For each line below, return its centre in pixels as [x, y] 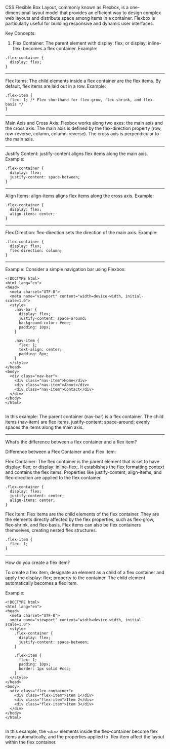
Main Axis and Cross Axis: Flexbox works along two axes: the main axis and [84, 123]
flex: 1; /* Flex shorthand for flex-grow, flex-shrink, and [76, 100]
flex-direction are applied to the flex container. [54, 478]
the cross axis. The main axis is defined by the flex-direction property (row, [83, 128]
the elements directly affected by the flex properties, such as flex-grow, [80, 519]
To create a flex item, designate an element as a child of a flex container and [85, 572]
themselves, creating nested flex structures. [51, 530]
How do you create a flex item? [38, 563]
